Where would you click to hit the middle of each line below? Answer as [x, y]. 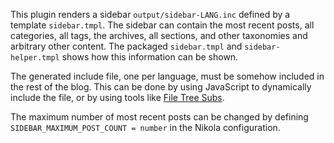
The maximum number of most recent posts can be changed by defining [159, 117]
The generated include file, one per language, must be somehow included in [167, 76]
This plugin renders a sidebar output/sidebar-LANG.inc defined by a [150, 14]
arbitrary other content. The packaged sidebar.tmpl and [126, 46]
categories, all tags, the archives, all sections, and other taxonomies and [159, 35]
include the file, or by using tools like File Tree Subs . [117, 97]
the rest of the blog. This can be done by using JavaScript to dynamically [161, 87]
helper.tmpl [35, 58]
